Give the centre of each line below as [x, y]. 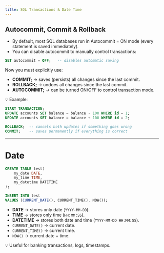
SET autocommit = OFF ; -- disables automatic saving [62, 61]
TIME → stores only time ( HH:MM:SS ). [48, 215]
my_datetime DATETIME [36, 182]
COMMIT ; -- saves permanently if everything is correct [66, 131]
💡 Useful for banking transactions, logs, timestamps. [58, 245]
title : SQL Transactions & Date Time [43, 10]
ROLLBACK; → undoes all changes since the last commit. [70, 85]
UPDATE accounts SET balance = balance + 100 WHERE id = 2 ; [68, 118]
